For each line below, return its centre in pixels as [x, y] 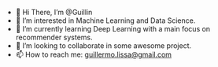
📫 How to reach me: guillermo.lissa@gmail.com [93, 54]
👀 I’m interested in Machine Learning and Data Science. [105, 20]
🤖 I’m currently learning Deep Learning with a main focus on [113, 29]
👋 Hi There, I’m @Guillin [54, 12]
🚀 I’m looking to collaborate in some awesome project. [103, 46]
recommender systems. [54, 37]
